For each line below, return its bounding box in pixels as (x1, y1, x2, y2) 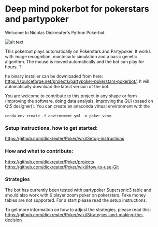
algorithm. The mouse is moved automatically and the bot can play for (5, 59, 144, 64)
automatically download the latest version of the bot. (5, 83, 110, 89)
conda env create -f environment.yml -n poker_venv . (5, 112, 113, 118)
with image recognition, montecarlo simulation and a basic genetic (5, 53, 138, 59)
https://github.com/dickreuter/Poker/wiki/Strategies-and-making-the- (5, 212, 144, 217)
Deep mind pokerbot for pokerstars (5, 3, 150, 15)
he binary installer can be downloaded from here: (5, 73, 103, 79)
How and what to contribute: (5, 148, 73, 154)
